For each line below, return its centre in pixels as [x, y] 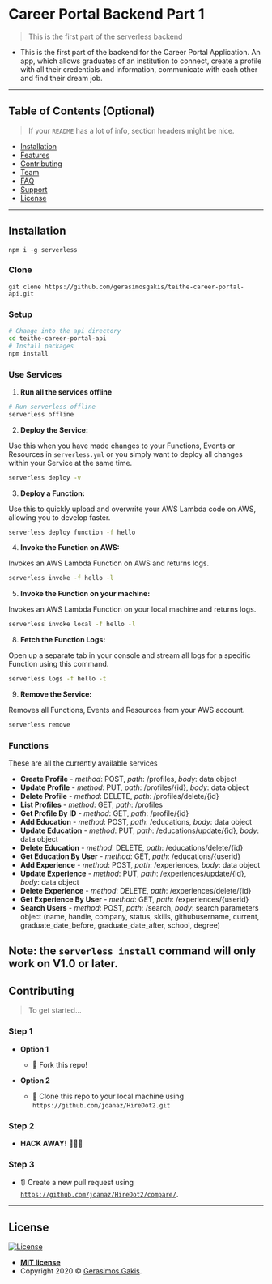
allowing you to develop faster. [59, 517]
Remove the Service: [56, 694]
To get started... [55, 1010]
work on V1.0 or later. [64, 964]
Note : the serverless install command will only [132, 951]
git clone [25, 287]
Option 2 [35, 1080]
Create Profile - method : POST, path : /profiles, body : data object [128, 779]
